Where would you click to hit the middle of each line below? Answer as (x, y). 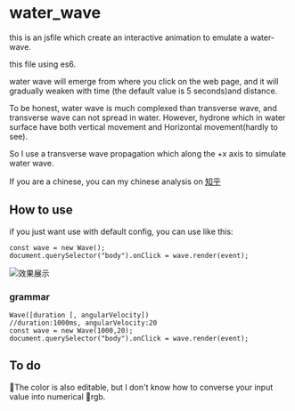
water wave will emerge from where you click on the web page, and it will (144, 81)
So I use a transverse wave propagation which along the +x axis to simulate (148, 153)
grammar (30, 296)
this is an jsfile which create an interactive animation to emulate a (129, 37)
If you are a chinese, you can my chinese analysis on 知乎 (115, 181)
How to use (41, 210)
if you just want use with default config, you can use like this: (121, 231)
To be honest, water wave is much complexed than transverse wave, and (143, 108)
